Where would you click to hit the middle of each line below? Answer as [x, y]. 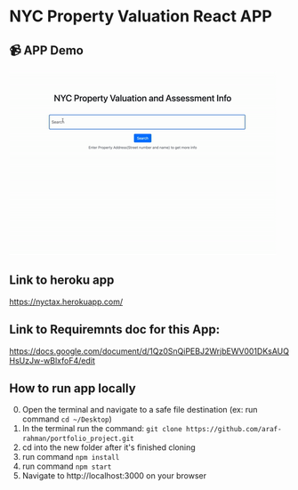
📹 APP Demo [47, 50]
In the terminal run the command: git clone [102, 429]
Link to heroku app [62, 281]
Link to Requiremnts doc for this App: [115, 329]
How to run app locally [72, 389]
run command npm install [71, 457]
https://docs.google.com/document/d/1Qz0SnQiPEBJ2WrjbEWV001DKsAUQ [149, 351]
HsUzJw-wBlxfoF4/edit [52, 360]
